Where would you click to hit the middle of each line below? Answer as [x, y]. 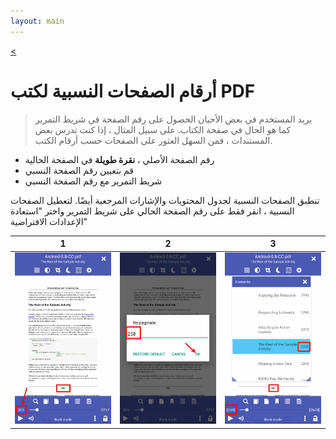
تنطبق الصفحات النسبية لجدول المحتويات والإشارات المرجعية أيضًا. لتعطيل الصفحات [165, 200]
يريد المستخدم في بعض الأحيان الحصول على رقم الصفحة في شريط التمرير [173, 119]
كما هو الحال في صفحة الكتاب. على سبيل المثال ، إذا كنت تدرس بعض [163, 129]
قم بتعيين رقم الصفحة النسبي [79, 170]
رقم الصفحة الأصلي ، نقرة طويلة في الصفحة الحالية [119, 159]
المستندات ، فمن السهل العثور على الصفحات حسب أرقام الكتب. [153, 140]
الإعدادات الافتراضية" [49, 221]
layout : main [37, 21]
